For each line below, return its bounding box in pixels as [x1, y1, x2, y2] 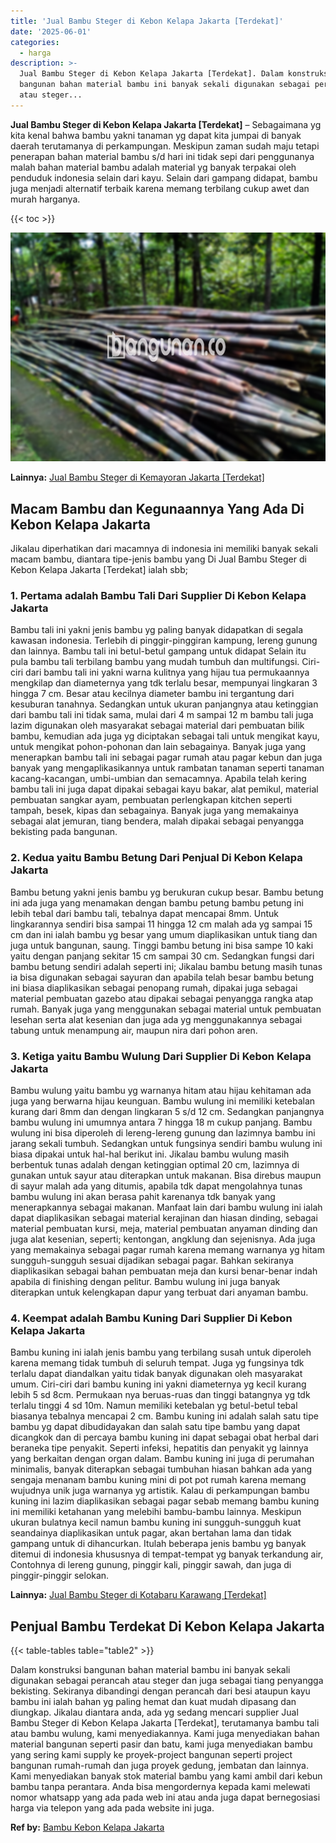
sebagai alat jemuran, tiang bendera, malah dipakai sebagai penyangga [10, 815, 305, 827]
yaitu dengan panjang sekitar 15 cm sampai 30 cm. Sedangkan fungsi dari [10, 950, 315, 962]
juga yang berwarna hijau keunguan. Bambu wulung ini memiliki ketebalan [10, 1095, 316, 1107]
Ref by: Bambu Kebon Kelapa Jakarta [10, 1821, 165, 1834]
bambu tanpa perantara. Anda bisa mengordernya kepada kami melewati [10, 1781, 311, 1793]
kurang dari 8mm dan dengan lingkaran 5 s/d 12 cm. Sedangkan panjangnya [10, 1105, 325, 1117]
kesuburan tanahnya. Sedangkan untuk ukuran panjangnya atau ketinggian [10, 698, 319, 710]
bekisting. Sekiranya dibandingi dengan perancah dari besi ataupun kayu [10, 1685, 311, 1697]
